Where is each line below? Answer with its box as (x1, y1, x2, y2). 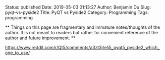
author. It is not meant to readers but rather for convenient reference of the (5, 30, 158, 35)
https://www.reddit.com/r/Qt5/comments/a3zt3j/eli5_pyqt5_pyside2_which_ (5, 45, 160, 50)
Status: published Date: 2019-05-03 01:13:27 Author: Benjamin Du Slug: (5, 4, 151, 10)
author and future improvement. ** (5, 35, 76, 41)
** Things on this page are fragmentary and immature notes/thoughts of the (5, 24, 160, 30)
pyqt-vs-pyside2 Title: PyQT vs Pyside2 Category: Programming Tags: (5, 9, 149, 15)
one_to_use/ (5, 50, 30, 56)
